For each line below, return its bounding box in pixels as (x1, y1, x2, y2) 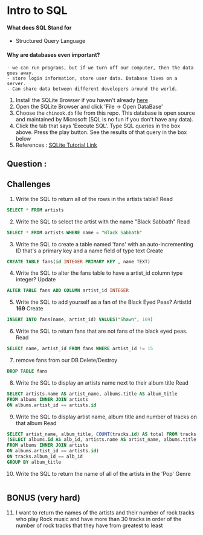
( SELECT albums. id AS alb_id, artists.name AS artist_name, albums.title (7, 437, 197, 443)
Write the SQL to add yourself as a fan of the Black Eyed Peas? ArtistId (15, 298, 192, 306)
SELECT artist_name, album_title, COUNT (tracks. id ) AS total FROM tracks (7, 431, 197, 437)
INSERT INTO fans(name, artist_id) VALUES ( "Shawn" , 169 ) (7, 316, 153, 323)
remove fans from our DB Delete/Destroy (15, 357, 118, 364)
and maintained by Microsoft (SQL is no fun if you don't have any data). (15, 115, 194, 123)
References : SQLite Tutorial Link (15, 141, 97, 149)
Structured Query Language (15, 37, 86, 45)
